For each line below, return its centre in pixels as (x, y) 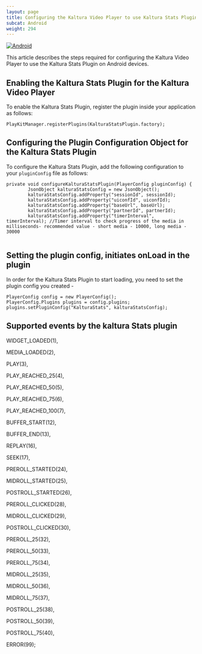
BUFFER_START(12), (31, 422)
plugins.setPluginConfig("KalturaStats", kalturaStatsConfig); (87, 307)
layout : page (23, 12)
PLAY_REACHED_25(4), (35, 375)
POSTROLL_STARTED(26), (39, 492)
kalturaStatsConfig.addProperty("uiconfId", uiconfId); (99, 200)
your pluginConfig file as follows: (47, 173)
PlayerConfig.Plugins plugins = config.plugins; (68, 302)
